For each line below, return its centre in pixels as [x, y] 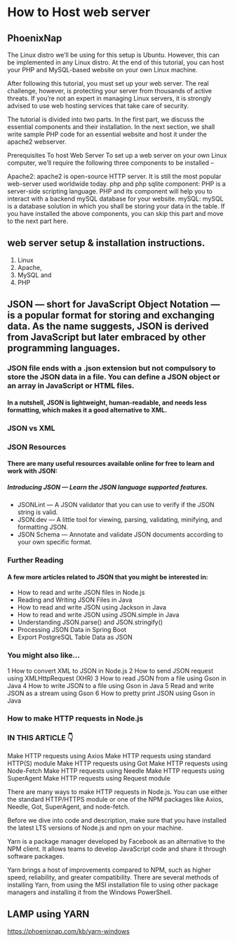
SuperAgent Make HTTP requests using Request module [89, 778]
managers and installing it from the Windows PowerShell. [90, 892]
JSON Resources [37, 447]
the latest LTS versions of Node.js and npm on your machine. [95, 828]
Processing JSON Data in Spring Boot [72, 630]
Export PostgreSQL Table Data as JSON [75, 637]
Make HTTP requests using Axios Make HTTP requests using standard [109, 755]
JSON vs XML [31, 428]
